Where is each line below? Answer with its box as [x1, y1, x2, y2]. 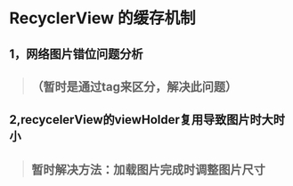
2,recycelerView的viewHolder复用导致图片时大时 [9, 112, 286, 127]
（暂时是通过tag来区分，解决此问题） [30, 79, 238, 94]
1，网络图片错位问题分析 [9, 46, 144, 61]
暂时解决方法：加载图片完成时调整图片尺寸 [30, 162, 265, 177]
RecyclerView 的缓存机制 [9, 8, 196, 28]
